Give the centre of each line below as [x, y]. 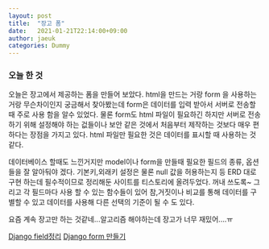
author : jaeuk [32, 38]
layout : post [30, 16]
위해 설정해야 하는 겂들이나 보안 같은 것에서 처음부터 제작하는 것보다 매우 [137, 125]
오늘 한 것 [25, 76]
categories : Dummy [39, 46]
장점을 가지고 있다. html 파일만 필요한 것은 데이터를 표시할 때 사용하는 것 [143, 135]
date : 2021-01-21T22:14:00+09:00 [68, 31]
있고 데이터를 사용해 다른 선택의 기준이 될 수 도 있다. [113, 202]
